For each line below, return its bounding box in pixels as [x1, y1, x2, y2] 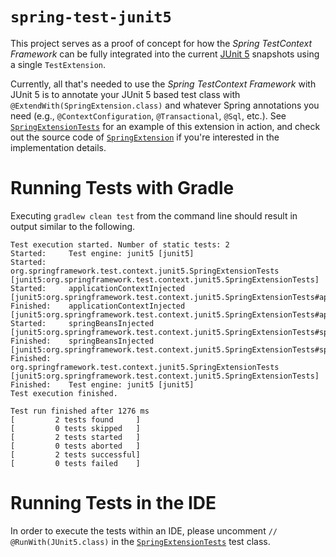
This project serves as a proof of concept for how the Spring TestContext [10, 37, 313, 49]
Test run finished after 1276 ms [10, 406, 150, 416]
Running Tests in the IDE [10, 492, 217, 515]
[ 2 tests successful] [10, 449, 141, 460]
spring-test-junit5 [10, 8, 172, 27]
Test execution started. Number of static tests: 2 [10, 239, 230, 250]
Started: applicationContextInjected [10, 283, 186, 293]
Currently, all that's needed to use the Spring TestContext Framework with [10, 78, 317, 90]
